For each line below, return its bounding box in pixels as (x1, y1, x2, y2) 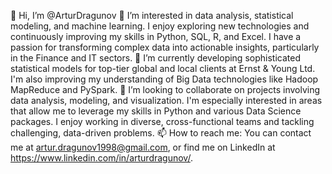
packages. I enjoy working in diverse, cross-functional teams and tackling (10, 116, 315, 127)
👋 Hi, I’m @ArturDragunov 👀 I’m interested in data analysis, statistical (10, 10, 294, 21)
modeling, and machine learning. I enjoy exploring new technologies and (10, 20, 310, 32)
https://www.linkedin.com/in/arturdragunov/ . (10, 152, 193, 164)
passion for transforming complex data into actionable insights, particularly (10, 41, 320, 53)
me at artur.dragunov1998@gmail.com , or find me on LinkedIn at (10, 141, 276, 153)
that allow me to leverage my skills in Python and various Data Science (10, 105, 302, 117)
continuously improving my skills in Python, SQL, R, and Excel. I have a (10, 31, 302, 42)
